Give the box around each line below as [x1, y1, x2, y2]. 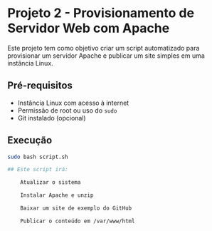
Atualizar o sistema [20, 179, 81, 186]
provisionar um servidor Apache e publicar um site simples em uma [7, 51, 205, 60]
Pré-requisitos [7, 80, 73, 92]
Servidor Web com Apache [7, 20, 170, 36]
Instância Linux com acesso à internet [17, 98, 129, 107]
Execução [7, 134, 53, 147]
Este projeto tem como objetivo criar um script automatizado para [7, 43, 200, 52]
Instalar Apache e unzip [20, 192, 94, 199]
